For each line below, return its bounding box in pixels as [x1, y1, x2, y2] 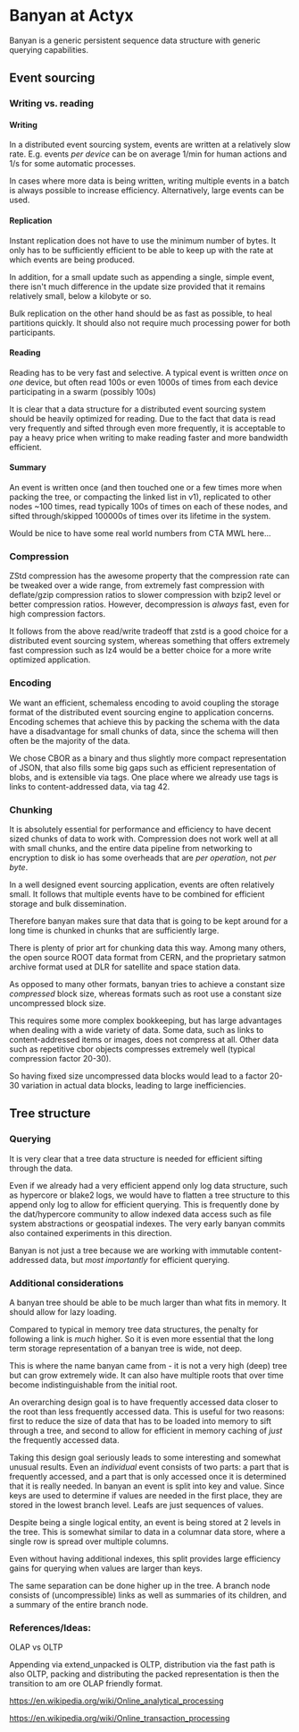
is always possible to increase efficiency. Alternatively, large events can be [9, 185, 285, 196]
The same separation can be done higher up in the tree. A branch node [9, 1580, 270, 1591]
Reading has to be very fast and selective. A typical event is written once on [9, 367, 288, 378]
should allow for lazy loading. [9, 1306, 118, 1317]
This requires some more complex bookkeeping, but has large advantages [9, 1015, 283, 1026]
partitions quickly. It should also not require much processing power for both [9, 317, 291, 328]
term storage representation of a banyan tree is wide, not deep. [9, 1343, 243, 1353]
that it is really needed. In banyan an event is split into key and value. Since [9, 1480, 285, 1491]
